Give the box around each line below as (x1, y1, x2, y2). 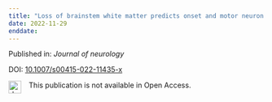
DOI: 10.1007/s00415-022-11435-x (8, 65, 123, 74)
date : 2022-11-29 (8, 19, 68, 28)
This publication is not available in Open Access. (28, 80, 191, 90)
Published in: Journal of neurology (8, 49, 125, 59)
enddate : (8, 27, 38, 35)
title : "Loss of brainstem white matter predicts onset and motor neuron (8, 11, 265, 20)
